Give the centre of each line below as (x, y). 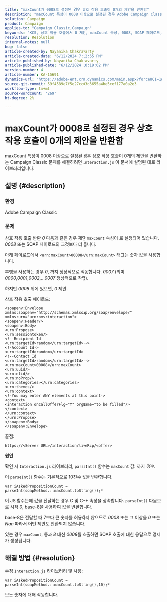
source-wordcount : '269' (31, 93)
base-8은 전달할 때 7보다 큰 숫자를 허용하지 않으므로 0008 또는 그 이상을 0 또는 (83, 518)
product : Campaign (24, 24)
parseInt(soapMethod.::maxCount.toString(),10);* (58, 585)
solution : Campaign (25, 19)
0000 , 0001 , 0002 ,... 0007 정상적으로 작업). (47, 278)
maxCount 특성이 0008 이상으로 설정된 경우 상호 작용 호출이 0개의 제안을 (77, 156)
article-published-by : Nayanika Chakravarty (52, 61)
